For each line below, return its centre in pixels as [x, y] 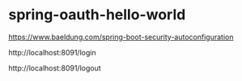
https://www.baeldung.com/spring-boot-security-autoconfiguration [121, 37]
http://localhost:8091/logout [55, 68]
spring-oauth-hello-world [97, 15]
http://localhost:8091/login [52, 52]
